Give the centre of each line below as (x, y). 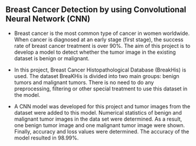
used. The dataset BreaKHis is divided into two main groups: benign (97, 76)
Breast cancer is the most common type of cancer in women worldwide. (102, 33)
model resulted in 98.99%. (46, 138)
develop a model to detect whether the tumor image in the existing (95, 52)
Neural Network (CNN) (48, 19)
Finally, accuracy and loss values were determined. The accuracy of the (102, 131)
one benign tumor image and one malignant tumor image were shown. (99, 125)
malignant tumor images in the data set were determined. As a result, (98, 119)
